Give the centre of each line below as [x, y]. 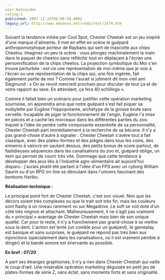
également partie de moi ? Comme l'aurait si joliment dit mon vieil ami [75, 79]
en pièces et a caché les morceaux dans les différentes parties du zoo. [77, 120]
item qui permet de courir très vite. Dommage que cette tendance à [73, 156]
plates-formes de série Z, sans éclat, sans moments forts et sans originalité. [82, 272]
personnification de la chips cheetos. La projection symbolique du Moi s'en [81, 63]
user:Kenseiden [21, 10]
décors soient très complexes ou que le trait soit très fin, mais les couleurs [80, 201]
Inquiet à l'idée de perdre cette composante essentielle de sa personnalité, [81, 125]
